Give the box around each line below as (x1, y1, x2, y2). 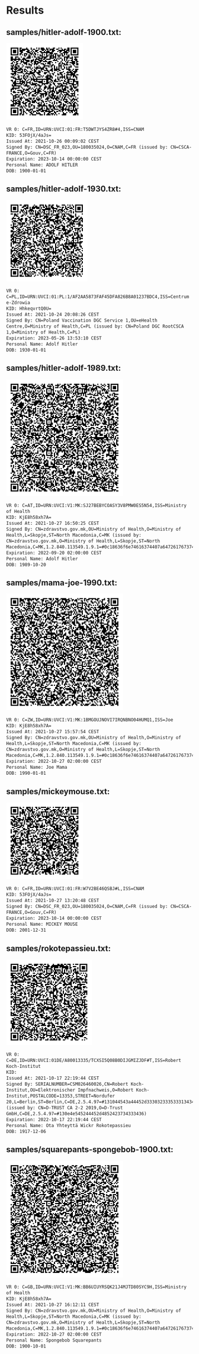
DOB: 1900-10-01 (6, 1343, 46, 1349)
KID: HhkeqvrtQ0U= (6, 306, 52, 312)
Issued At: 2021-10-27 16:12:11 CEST (6, 1301, 99, 1308)
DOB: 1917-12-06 (6, 1129, 46, 1135)
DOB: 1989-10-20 (6, 562, 46, 567)
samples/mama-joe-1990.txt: (6, 578, 117, 588)
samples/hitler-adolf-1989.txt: (6, 363, 121, 373)
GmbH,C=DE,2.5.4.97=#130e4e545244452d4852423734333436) (6, 1111, 147, 1117)
